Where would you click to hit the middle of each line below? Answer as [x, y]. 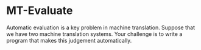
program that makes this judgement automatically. [69, 40]
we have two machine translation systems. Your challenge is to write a [94, 34]
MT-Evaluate [40, 11]
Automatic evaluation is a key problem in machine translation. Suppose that [100, 27]
